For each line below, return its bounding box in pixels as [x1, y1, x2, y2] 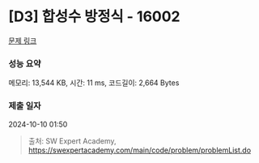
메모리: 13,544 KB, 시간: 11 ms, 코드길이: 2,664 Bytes [8, 78, 180, 88]
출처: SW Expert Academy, [28, 135, 117, 146]
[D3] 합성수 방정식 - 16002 [8, 7, 180, 26]
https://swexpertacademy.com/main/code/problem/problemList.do [28, 145, 252, 155]
